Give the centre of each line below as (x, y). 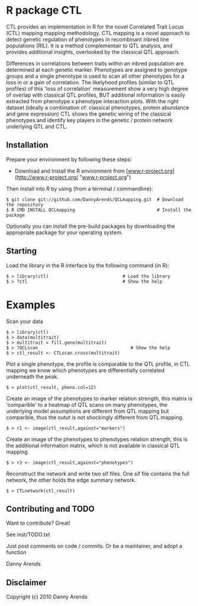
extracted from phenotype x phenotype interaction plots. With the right (92, 101)
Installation (27, 145)
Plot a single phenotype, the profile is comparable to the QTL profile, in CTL (98, 364)
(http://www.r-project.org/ (46, 177)
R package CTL (44, 10)
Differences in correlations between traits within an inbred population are (95, 63)
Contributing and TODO (50, 508)
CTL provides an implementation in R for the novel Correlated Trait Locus (95, 27)
